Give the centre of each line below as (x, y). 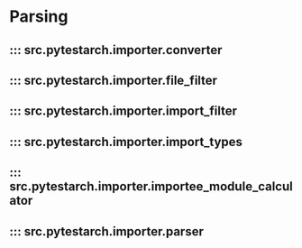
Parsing (39, 17)
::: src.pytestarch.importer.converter (116, 50)
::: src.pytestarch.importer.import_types (126, 142)
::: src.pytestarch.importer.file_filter (114, 80)
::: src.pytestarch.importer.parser (107, 231)
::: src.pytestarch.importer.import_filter (123, 111)
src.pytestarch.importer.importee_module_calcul (151, 187)
